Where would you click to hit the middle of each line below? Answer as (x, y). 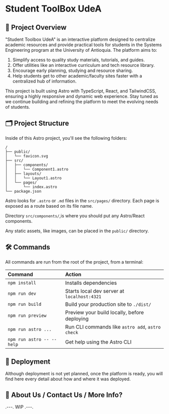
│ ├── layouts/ (23, 174)
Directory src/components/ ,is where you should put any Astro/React (75, 216)
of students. (18, 107)
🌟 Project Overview (36, 27)
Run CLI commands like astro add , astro (113, 326)
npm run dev (22, 293)
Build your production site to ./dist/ (108, 304)
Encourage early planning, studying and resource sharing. (73, 70)
